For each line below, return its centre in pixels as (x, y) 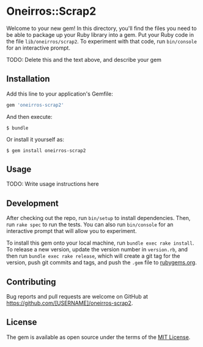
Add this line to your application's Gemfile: (60, 94)
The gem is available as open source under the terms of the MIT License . (98, 337)
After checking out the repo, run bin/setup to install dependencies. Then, (98, 218)
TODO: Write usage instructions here (53, 184)
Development (33, 203)
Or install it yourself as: (35, 139)
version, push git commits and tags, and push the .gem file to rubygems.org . (102, 262)
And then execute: (29, 116)
